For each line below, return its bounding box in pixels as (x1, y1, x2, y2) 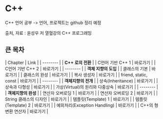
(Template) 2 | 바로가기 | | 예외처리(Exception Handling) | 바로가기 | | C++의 (5, 102, 153, 108)
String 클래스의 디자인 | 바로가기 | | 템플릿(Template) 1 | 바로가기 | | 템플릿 (5, 96, 147, 102)
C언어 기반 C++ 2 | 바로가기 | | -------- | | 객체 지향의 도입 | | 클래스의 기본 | (5, 65, 151, 71)
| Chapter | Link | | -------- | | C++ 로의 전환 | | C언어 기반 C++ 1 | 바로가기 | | (5, 59, 156, 65)
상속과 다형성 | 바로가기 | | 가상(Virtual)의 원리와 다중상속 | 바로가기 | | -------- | (5, 84, 159, 90)
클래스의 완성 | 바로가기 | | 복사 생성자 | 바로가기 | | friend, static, (23, 72, 148, 78)
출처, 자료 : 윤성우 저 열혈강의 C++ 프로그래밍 (5, 30, 92, 36)
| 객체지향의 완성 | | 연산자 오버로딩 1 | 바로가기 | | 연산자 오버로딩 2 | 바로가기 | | (5, 90, 158, 96)
